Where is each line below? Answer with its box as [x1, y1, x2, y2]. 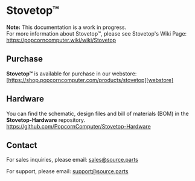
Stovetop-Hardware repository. [6, 116, 86, 124]
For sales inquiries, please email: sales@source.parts [6, 156, 139, 164]
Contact [6, 140, 37, 150]
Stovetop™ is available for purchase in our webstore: [6, 70, 137, 77]
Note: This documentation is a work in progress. [6, 24, 127, 31]
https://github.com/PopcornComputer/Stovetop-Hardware [6, 122, 151, 130]
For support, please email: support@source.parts [6, 168, 129, 175]
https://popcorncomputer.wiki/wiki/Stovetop [6, 36, 117, 43]
